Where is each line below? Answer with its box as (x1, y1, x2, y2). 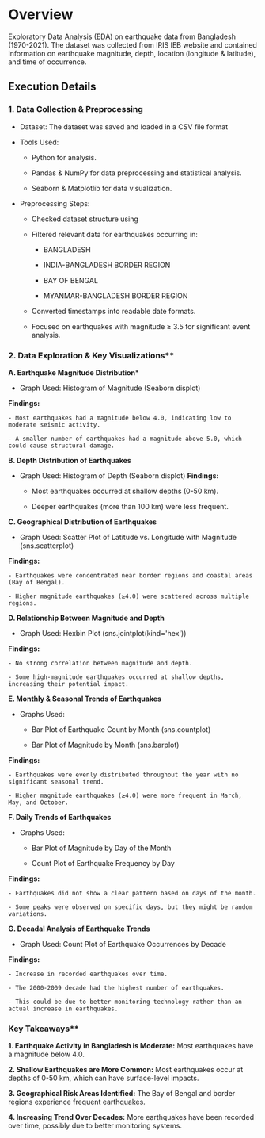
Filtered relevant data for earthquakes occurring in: (31, 229, 198, 239)
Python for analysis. (31, 152, 97, 162)
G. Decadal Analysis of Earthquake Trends (8, 924, 150, 933)
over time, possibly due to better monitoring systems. (8, 1121, 182, 1131)
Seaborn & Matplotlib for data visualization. (31, 183, 172, 193)
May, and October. (8, 799, 69, 807)
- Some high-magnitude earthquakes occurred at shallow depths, (8, 672, 225, 681)
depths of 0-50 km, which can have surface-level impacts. (8, 1073, 199, 1083)
